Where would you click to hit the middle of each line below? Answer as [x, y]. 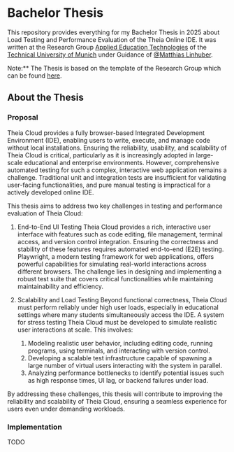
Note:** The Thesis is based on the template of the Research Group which [114, 68]
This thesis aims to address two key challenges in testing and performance [115, 206]
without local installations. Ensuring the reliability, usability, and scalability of [117, 148]
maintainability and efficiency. [60, 286]
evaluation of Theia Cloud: [45, 213]
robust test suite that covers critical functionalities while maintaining [115, 278]
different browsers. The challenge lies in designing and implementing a [119, 271]
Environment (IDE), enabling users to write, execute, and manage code [109, 140]
